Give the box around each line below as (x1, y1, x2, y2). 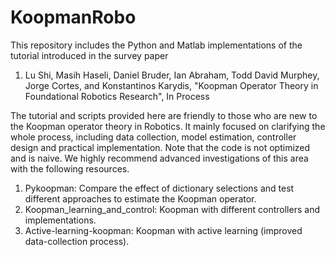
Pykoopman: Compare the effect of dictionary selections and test (24, 182, 295, 194)
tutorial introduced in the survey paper (10, 49, 169, 61)
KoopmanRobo (10, 6, 137, 29)
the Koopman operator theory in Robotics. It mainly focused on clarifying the (10, 120, 326, 132)
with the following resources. (10, 162, 130, 175)
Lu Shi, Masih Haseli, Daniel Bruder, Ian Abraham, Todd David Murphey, (24, 69, 320, 81)
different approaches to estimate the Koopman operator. (24, 192, 257, 205)
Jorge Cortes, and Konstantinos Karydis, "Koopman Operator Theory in (24, 79, 319, 91)
